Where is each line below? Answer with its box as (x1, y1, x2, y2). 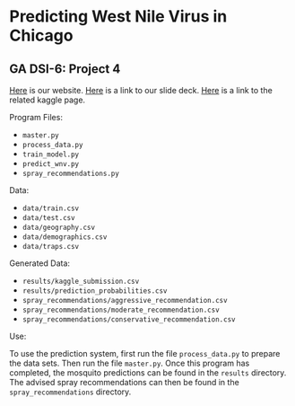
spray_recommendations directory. (9, 386, 132, 397)
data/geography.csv (22, 223, 96, 232)
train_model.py (22, 150, 80, 159)
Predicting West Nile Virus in (9, 6, 228, 27)
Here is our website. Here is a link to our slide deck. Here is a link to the (9, 85, 273, 95)
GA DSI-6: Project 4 (9, 61, 121, 76)
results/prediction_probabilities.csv (22, 287, 168, 296)
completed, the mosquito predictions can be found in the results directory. (9, 367, 287, 378)
